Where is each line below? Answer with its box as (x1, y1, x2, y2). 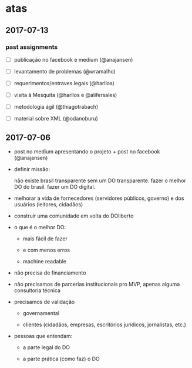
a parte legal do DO (22, 344, 70, 351)
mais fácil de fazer (22, 235, 68, 242)
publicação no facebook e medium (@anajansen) (14, 56, 133, 63)
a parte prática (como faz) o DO (22, 355, 100, 363)
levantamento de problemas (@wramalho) (14, 68, 116, 75)
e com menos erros (22, 246, 70, 254)
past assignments (5, 43, 58, 51)
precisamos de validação (14, 299, 75, 306)
